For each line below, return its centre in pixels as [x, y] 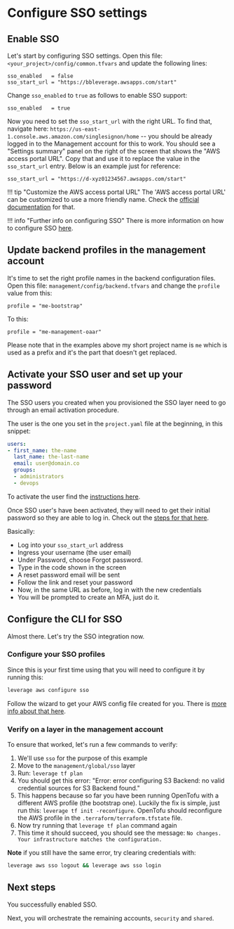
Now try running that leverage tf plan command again [97, 826]
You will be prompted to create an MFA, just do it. [88, 597]
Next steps [32, 888]
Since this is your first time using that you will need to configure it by [106, 669]
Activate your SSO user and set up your [95, 374]
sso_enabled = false [40, 76]
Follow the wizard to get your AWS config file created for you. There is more [117, 703]
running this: [25, 677]
